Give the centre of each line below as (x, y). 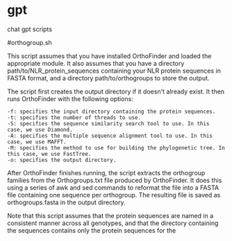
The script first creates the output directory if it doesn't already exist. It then (116, 91)
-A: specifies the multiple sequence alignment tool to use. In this (110, 136)
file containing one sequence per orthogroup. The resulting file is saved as (114, 195)
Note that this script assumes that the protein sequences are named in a (110, 215)
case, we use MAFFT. (37, 142)
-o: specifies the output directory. (62, 160)
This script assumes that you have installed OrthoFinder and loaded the (109, 56)
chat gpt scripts (30, 29)
